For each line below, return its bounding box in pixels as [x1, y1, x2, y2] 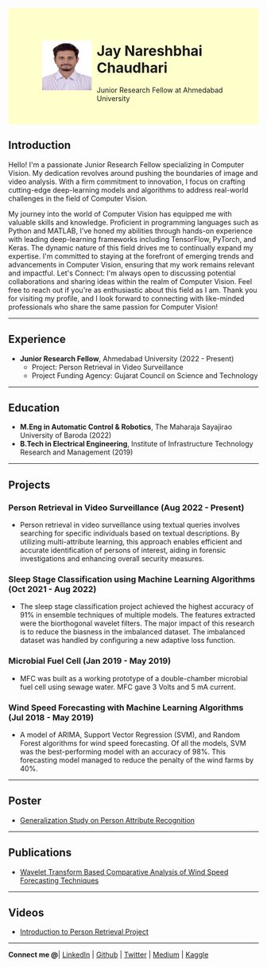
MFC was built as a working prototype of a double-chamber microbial [19, 673, 248, 683]
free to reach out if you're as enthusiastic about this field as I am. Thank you [8, 285, 257, 294]
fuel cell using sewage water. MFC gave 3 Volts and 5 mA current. [19, 682, 236, 692]
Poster [8, 794, 42, 808]
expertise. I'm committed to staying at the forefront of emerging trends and [8, 251, 254, 261]
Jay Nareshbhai [96, 42, 203, 60]
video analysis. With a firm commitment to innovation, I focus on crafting [8, 177, 246, 186]
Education [8, 401, 60, 415]
